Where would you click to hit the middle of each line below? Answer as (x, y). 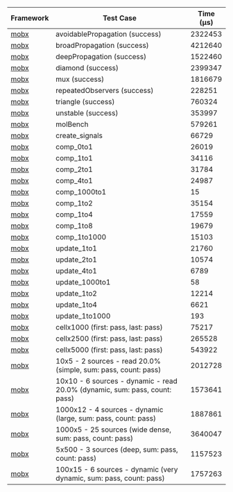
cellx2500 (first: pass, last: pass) (109, 338)
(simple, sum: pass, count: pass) (108, 370)
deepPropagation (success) (101, 57)
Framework (30, 18)
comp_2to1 (74, 169)
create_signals (79, 136)
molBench (72, 124)
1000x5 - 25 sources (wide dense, (113, 430)
